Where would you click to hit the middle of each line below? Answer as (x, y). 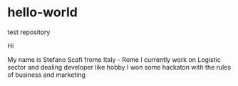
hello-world (43, 12)
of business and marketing (46, 75)
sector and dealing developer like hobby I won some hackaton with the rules (119, 67)
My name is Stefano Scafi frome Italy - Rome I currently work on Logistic (114, 59)
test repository (29, 32)
